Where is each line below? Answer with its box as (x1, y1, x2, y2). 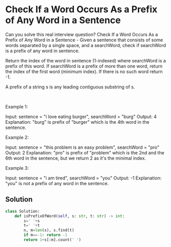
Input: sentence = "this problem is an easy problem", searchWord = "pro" (5, 144, 160, 150)
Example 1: (5, 103, 28, 109)
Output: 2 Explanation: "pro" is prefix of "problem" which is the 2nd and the (5, 149, 165, 155)
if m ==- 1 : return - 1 (24, 233, 68, 238)
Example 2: (5, 134, 29, 140)
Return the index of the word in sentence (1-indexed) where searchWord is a (5, 57, 166, 63)
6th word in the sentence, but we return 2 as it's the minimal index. (5, 155, 146, 161)
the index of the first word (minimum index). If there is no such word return (5, 68, 163, 75)
